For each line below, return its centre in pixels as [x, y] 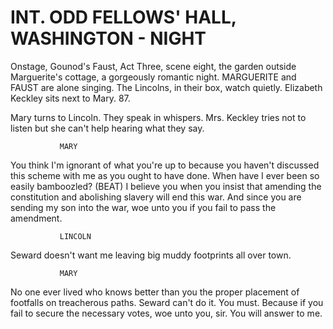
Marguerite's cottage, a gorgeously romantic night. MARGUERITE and [153, 77]
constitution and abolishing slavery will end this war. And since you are [156, 197]
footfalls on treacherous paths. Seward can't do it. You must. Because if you [167, 302]
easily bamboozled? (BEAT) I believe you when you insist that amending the [166, 186]
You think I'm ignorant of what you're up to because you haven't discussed [165, 165]
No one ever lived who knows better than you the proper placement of [155, 292]
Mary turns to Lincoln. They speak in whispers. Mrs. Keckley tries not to [158, 117]
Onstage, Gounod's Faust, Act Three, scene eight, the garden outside [153, 66]
